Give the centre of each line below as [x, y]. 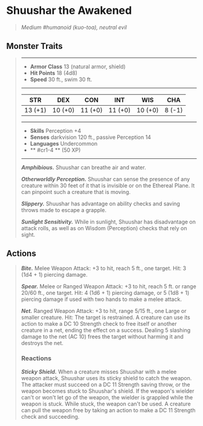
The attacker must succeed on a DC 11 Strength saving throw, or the [105, 384]
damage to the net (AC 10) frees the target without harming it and [102, 337]
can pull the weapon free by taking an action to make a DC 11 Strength [108, 410]
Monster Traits [35, 46]
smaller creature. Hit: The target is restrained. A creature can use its [105, 317]
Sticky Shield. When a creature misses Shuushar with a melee [99, 372]
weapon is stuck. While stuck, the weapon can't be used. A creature [106, 404]
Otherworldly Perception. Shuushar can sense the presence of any [105, 179]
